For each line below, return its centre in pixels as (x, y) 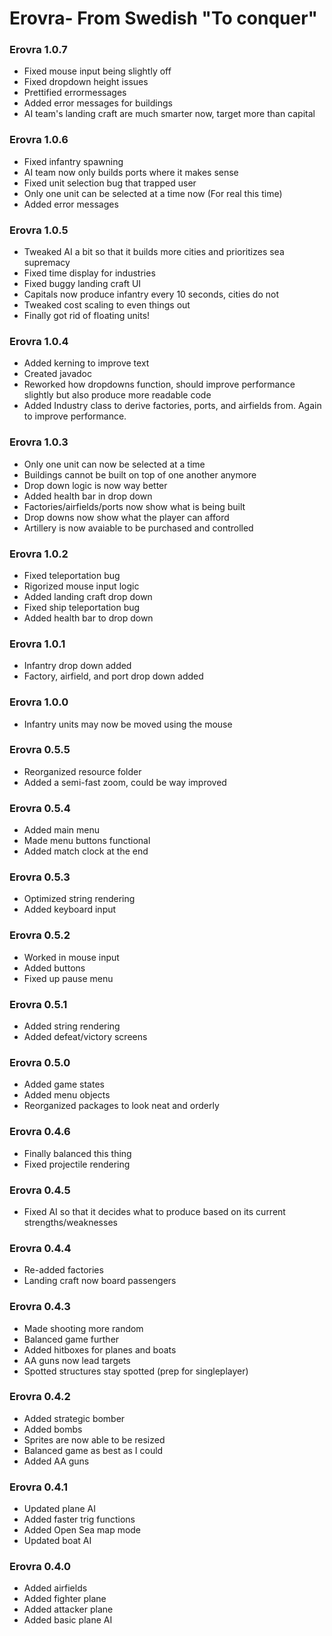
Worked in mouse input (71, 957)
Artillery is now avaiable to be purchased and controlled (138, 528)
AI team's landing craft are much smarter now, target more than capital (169, 114)
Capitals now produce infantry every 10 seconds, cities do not (151, 294)
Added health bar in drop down (88, 496)
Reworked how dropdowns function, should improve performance (159, 384)
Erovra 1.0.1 (37, 644)
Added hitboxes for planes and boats (100, 1349)
